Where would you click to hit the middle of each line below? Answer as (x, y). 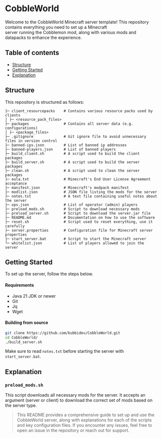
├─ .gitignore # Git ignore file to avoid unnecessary (76, 136)
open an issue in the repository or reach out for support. (73, 430)
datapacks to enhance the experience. (43, 38)
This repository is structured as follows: (45, 102)
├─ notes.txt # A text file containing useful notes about (81, 196)
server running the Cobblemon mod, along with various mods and (71, 32)
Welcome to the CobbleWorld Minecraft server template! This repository (77, 22)
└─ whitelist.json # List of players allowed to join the (75, 243)
